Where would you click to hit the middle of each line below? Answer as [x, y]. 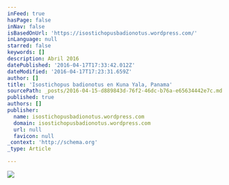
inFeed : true [26, 14]
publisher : [23, 110]
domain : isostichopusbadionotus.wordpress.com [82, 123]
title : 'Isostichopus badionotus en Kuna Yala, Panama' [90, 85]
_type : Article [29, 149]
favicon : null [34, 136]
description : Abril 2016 [43, 59]
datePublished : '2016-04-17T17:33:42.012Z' [71, 65]
